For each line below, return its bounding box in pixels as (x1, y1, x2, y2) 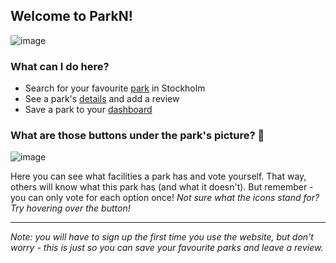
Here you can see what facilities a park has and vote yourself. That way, (10, 170, 307, 183)
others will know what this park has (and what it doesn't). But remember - (10, 181, 314, 193)
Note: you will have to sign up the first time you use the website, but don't (10, 231, 314, 243)
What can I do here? (10, 59, 110, 73)
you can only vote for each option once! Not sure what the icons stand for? (10, 192, 320, 204)
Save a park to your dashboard (24, 104, 153, 116)
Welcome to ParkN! (10, 8, 133, 25)
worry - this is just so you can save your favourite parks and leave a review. (10, 242, 324, 254)
